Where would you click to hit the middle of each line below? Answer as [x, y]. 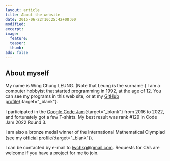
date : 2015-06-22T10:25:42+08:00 [41, 19]
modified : [16, 24]
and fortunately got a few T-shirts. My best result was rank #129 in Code [81, 117]
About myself [27, 73]
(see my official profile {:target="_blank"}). [49, 138]
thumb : [17, 48]
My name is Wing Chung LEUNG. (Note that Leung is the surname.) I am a [83, 86]
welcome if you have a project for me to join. [52, 153]
